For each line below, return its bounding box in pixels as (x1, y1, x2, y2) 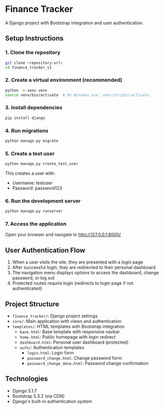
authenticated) (12, 286, 42, 292)
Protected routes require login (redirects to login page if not (12, 280, 134, 286)
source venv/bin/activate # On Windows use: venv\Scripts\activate (5, 93, 149, 98)
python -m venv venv (5, 88, 48, 93)
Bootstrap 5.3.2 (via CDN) (12, 393, 65, 399)
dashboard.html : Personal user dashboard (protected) (19, 339, 128, 345)
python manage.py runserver (5, 209, 63, 214)
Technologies (5, 375, 48, 383)
